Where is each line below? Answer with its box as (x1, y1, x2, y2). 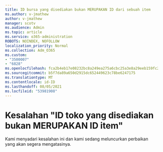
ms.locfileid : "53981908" (5, 89, 57, 94)
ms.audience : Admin (5, 25, 45, 30)
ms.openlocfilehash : (5, 66, 47, 71)
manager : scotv (5, 20, 36, 26)
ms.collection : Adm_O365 (5, 48, 55, 53)
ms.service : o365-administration (5, 35, 73, 39)
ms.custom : (5, 52, 27, 57)
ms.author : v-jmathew (5, 12, 49, 17)
